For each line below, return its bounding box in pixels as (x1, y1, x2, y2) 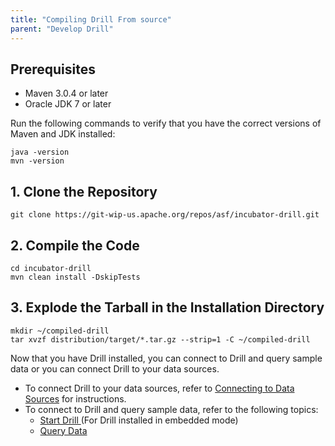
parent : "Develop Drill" (10, 24, 114, 34)
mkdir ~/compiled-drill (10, 326, 110, 336)
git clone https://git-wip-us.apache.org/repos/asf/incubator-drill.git (10, 210, 320, 220)
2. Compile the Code (10, 237, 140, 254)
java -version (10, 147, 70, 158)
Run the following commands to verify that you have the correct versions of (10, 117, 322, 130)
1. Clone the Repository (10, 183, 158, 200)
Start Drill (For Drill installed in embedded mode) (39, 414, 239, 426)
